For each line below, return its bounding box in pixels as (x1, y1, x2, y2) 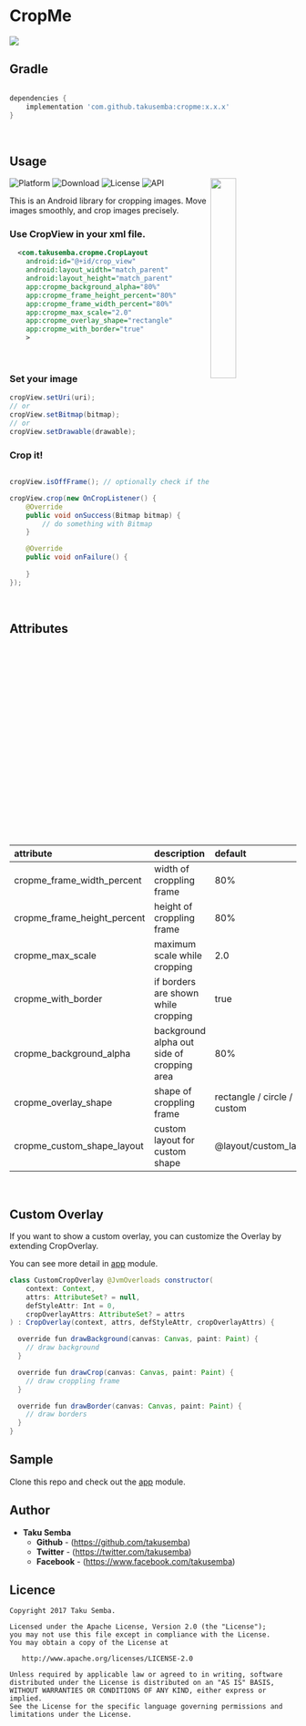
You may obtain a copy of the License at (9, 1638, 169, 1648)
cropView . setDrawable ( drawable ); (9, 427, 137, 436)
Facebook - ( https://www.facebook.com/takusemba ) (36, 1555, 236, 1566)
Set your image (9, 373, 78, 386)
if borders (154, 976, 196, 988)
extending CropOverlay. (9, 1241, 98, 1251)
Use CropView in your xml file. (9, 228, 146, 241)
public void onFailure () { (25, 553, 128, 562)
